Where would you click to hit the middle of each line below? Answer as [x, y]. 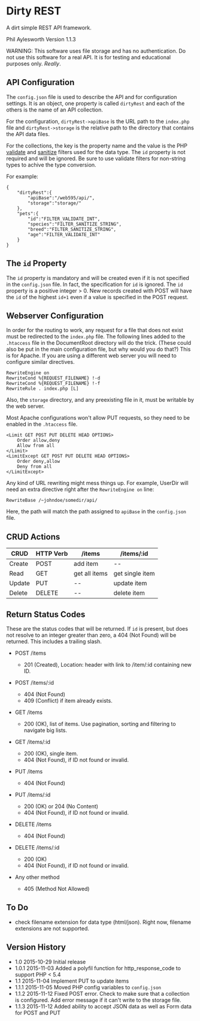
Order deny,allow [39, 462]
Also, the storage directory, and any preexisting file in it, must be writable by [100, 400]
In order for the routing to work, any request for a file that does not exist [95, 330]
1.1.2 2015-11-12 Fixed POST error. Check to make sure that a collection [102, 993]
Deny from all [34, 467]
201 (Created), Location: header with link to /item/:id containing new [107, 665]
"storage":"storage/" [55, 203]
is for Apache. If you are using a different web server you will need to [91, 356]
